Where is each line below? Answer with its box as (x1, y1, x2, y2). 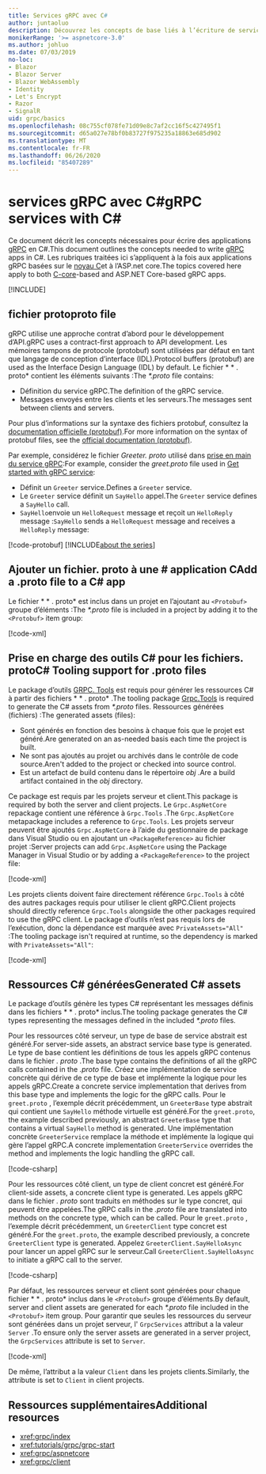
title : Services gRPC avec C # (8, 11, 108, 20)
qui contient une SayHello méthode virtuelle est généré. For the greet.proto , (8, 1107, 256, 1116)
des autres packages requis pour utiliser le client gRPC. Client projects (8, 898, 236, 907)
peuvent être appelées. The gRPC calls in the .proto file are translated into (8, 1205, 248, 1214)
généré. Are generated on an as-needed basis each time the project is (19, 734, 247, 743)
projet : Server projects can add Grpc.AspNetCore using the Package (8, 841, 227, 851)
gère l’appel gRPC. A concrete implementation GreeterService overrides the (8, 1141, 253, 1150)
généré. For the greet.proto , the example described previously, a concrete (8, 1230, 250, 1240)
